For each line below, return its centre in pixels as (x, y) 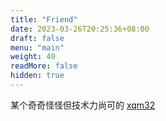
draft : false (37, 38)
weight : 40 (33, 57)
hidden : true (37, 76)
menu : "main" (37, 47)
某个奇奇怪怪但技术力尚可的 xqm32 (83, 105)
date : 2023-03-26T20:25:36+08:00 (80, 29)
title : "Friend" (44, 19)
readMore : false (44, 66)
